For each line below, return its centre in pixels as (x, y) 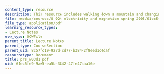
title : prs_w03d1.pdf (27, 59)
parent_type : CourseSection (34, 46)
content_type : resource (29, 9)
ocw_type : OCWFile (24, 37)
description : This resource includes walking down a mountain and (74, 14)
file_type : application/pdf (34, 23)
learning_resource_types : (31, 28)
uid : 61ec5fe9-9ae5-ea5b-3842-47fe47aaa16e (50, 64)
